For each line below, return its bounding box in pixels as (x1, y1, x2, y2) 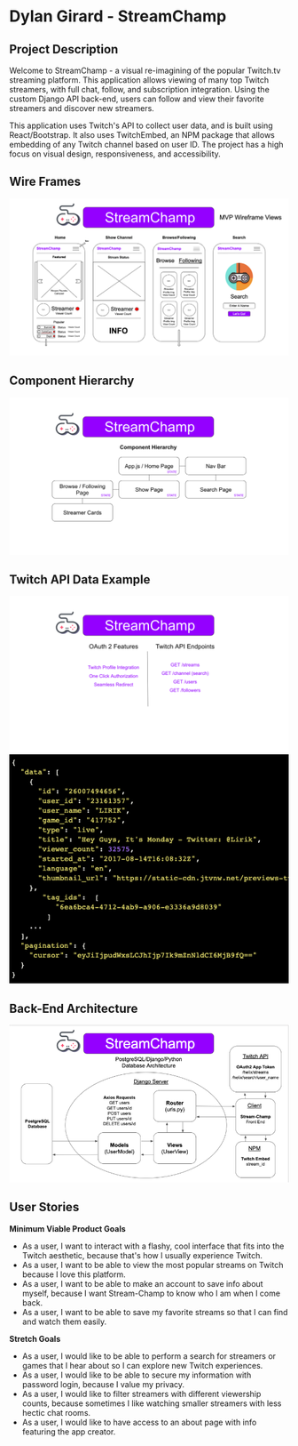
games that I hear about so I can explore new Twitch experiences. (21, 1360, 263, 1370)
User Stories (9, 1200, 80, 1215)
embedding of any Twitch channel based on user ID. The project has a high (9, 140, 284, 149)
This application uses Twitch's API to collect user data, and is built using (9, 120, 273, 131)
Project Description (9, 42, 119, 57)
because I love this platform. (21, 1269, 126, 1280)
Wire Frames (9, 174, 82, 189)
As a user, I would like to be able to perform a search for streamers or (21, 1350, 277, 1362)
